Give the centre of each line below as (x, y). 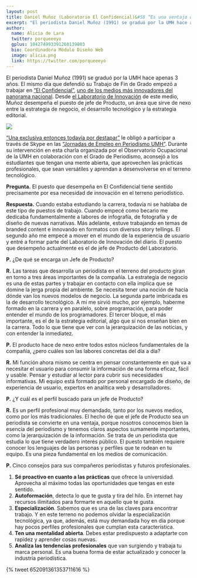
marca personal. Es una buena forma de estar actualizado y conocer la (100, 552)
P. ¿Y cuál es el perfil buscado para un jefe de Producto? (75, 398)
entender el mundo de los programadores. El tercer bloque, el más (86, 314)
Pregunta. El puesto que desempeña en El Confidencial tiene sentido (89, 187)
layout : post (22, 11)
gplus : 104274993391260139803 (48, 45)
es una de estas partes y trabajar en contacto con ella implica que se (89, 283)
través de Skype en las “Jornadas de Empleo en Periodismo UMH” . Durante (97, 144)
